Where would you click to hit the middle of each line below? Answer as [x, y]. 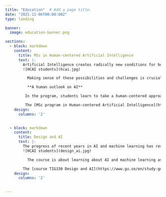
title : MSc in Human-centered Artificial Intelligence [76, 55]
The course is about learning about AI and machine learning [91, 160]
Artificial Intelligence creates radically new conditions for [89, 65]
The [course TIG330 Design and [55, 169]
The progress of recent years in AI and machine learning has [88, 146]
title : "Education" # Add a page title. [48, 10]
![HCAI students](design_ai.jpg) [57, 151]
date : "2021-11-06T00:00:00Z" [36, 14]
